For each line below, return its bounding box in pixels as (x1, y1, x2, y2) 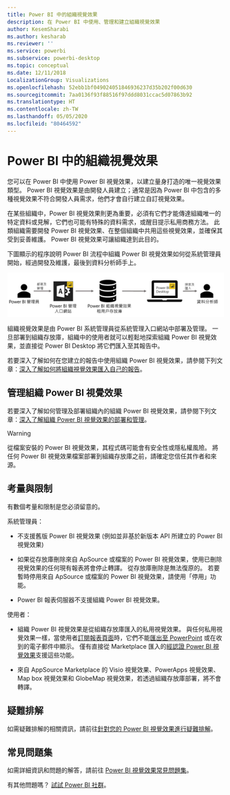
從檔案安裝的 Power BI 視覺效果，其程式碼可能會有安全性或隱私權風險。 (7, 443, 211, 451)
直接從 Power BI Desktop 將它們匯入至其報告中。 (25, 342, 164, 350)
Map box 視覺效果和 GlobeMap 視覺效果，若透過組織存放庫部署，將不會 (17, 674, 222, 683)
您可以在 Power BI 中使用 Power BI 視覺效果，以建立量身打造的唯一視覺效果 (7, 177, 222, 186)
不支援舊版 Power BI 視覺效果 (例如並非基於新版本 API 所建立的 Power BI (17, 531, 222, 540)
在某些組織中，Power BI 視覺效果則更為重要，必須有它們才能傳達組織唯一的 (7, 209, 222, 217)
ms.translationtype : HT (7, 99, 76, 106)
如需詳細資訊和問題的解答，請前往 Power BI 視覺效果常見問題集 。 (7, 766, 193, 774)
